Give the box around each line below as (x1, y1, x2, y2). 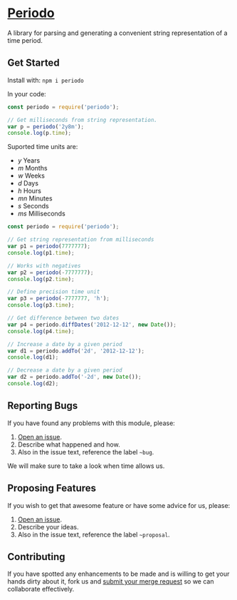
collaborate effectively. (7, 585, 75, 594)
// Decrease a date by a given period (7, 367, 122, 374)
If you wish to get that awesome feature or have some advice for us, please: (7, 501, 231, 509)
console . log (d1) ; (7, 354, 59, 361)
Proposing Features (7, 482, 97, 494)
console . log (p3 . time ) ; (7, 302, 75, 309)
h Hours (17, 187, 41, 195)
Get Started (7, 57, 60, 69)
